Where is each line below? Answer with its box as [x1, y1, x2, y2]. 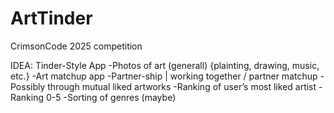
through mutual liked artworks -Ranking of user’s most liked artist [47, 80, 317, 92]
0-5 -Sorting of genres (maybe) [45, 91, 177, 103]
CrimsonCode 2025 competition [10, 40, 143, 52]
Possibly [10, 80, 46, 92]
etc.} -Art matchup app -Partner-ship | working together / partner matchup [10, 70, 318, 82]
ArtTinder [10, 7, 93, 30]
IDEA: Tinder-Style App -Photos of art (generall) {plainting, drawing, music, [10, 59, 320, 71]
